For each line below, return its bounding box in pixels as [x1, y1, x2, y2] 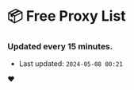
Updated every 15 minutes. [7, 41, 113, 53]
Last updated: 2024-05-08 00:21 [18, 59, 124, 68]
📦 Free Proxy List [7, 7, 126, 25]
